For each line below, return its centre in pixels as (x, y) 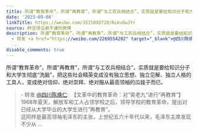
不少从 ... (31, 124)
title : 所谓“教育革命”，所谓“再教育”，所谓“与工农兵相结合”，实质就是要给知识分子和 (98, 11)
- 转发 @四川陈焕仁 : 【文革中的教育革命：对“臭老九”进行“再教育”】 (102, 94)
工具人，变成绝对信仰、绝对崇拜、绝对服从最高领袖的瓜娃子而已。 (86, 82)
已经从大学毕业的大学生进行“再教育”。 (67, 109)
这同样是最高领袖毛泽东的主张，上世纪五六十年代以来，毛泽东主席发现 (106, 117)
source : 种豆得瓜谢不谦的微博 (39, 28)
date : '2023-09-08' (30, 17)
